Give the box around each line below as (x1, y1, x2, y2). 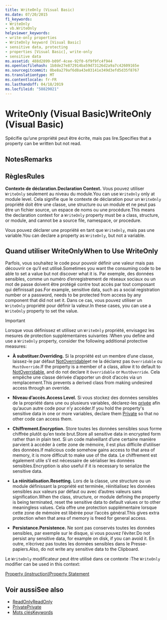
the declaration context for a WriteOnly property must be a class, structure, (5, 212, 160, 218)
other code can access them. (12, 416, 73, 422)
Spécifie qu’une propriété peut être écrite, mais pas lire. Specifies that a (5, 135, 152, 141)
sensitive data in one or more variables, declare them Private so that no (12, 411, 159, 417)
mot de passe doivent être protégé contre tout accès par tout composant (5, 281, 155, 287)
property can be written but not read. (5, 141, 81, 147)
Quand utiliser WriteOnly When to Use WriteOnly (5, 247, 159, 255)
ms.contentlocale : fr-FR (5, 77, 57, 82)
